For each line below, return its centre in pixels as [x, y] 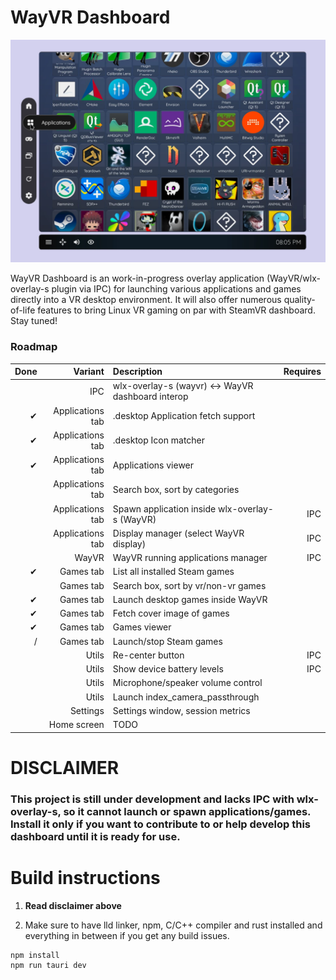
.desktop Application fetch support [184, 416]
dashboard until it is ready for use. [95, 836]
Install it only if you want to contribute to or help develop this [160, 824]
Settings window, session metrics [181, 710]
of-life [23, 310]
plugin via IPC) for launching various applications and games [176, 289]
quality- [299, 300]
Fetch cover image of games [171, 613]
